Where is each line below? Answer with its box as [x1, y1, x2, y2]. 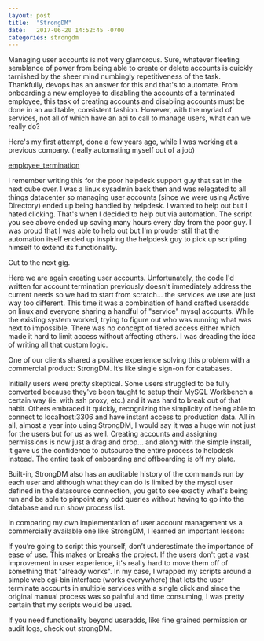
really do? [8, 122, 40, 131]
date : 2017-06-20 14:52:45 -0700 [8, 26, 125, 34]
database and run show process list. [8, 503, 126, 512]
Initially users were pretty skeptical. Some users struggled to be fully [8, 379, 230, 389]
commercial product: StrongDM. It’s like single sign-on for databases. [8, 363, 233, 374]
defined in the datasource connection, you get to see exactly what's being [8, 486, 249, 495]
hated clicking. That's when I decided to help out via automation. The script [8, 209, 253, 219]
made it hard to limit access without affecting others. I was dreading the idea [8, 332, 256, 341]
